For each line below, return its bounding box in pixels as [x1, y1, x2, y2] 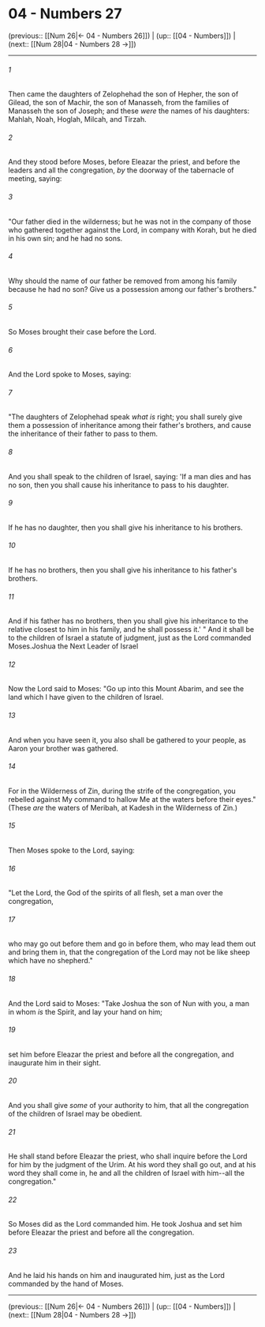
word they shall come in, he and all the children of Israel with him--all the [8, 1168, 245, 1178]
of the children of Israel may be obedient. [8, 1109, 143, 1118]
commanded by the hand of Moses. [8, 1279, 124, 1288]
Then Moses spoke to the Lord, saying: [8, 845, 136, 855]
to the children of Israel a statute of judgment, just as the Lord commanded [8, 633, 252, 643]
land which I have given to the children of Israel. [8, 693, 164, 702]
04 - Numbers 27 [8, 5, 122, 23]
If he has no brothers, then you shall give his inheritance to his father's [8, 565, 237, 574]
